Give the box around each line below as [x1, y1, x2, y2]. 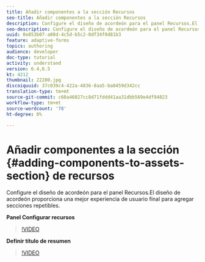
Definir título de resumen [6, 238, 71, 245]
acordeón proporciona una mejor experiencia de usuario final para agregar [6, 195, 194, 203]
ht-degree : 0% [6, 111, 43, 117]
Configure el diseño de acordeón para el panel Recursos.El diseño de [6, 189, 181, 196]
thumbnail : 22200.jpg [6, 77, 62, 83]
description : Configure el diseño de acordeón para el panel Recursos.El [6, 20, 198, 26]
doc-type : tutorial [6, 54, 56, 60]
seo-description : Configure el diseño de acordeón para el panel [6, 26, 176, 32]
